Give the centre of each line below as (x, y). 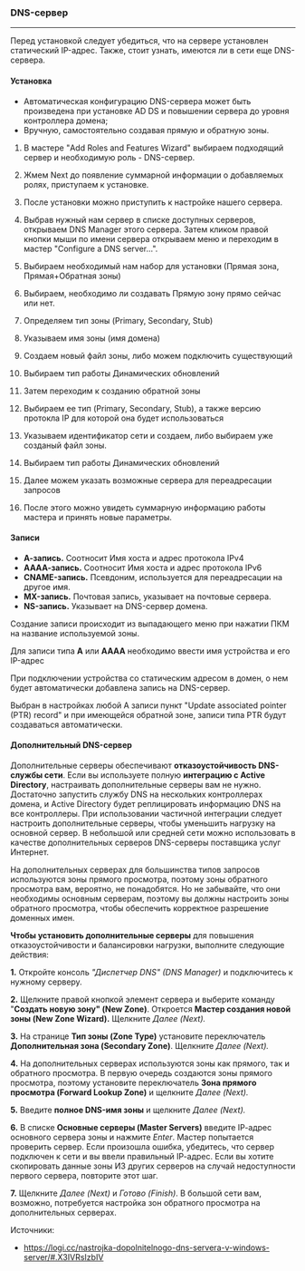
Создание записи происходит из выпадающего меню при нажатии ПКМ (150, 624)
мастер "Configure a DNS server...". (91, 248)
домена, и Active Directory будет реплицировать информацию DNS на (146, 803)
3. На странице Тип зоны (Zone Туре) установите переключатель (138, 1036)
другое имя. (47, 587)
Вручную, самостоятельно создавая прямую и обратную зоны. (146, 130)
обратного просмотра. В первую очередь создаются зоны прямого (142, 1072)
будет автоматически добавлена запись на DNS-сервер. (120, 687)
